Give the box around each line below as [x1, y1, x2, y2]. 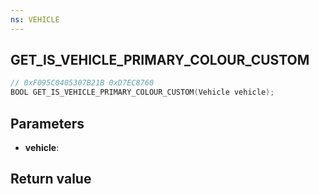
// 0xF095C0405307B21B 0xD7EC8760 [10, 78, 155, 88]
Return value [10, 171, 92, 188]
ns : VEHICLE [10, 14, 60, 25]
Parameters [10, 115, 85, 132]
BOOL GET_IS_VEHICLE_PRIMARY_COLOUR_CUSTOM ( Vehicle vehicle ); [10, 87, 275, 98]
